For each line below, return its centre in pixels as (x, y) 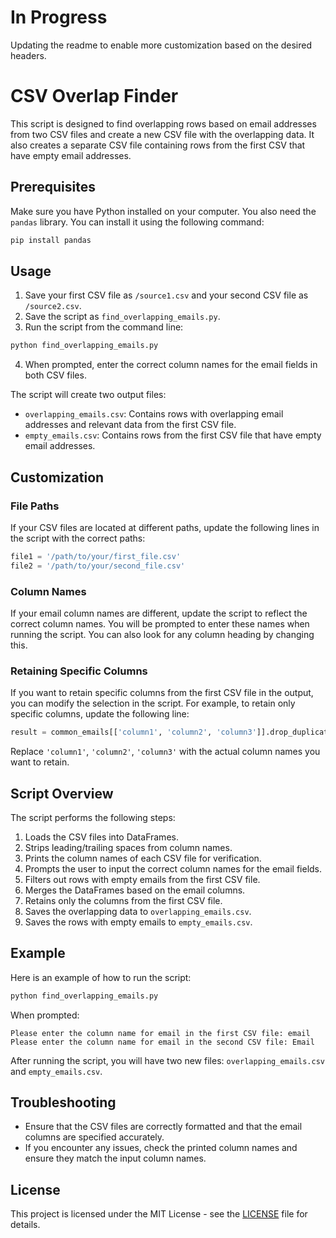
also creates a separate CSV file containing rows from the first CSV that (158, 145)
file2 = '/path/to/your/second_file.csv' (98, 566)
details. (25, 1225)
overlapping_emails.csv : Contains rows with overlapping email (154, 414)
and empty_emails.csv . (56, 1071)
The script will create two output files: (88, 395)
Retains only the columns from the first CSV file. (123, 900)
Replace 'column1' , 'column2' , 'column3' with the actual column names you (165, 752)
